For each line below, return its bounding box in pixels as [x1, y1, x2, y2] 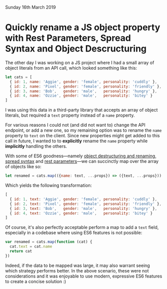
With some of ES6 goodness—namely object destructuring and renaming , [5, 153, 157, 159]
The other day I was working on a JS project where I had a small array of [5, 60, 155, 66]
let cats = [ [5, 75, 32, 80]
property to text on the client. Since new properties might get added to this [5, 133, 160, 139]
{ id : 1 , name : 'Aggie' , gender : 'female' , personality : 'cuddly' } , [9, 79, 158, 84]
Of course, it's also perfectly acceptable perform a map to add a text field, [5, 224, 159, 230]
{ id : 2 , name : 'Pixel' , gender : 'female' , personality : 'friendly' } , [9, 84, 162, 89]
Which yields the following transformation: [5, 182, 92, 188]
